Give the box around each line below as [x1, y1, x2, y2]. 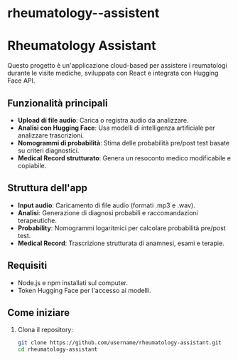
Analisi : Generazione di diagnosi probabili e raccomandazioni [17, 208, 198, 217]
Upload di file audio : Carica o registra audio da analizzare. [17, 115, 190, 124]
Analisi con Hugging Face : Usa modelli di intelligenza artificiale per [17, 123, 215, 132]
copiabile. [17, 161, 47, 170]
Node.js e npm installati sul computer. [17, 278, 129, 287]
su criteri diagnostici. [17, 146, 80, 155]
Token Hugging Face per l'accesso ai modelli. [17, 286, 151, 294]
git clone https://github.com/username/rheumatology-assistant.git [17, 339, 222, 346]
